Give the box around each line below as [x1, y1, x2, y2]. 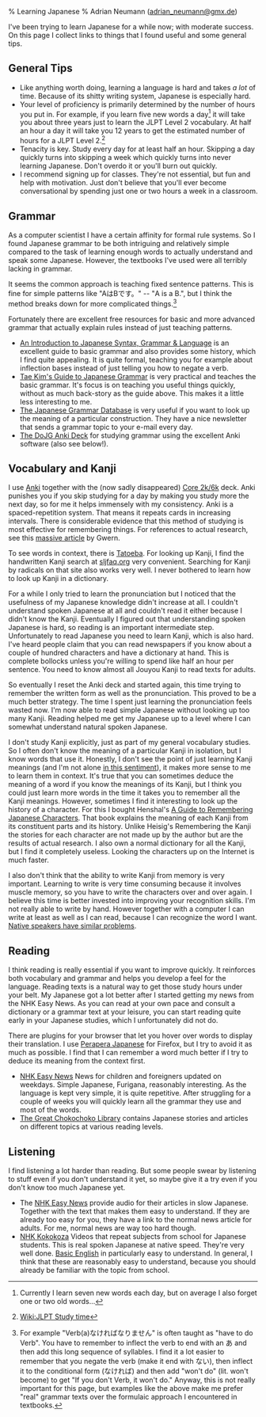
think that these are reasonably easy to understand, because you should [19, 1257, 256, 1267]
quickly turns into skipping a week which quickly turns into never [19, 153, 232, 162]
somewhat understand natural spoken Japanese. [8, 722, 168, 731]
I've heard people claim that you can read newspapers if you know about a [8, 640, 252, 649]
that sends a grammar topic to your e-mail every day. [19, 422, 193, 431]
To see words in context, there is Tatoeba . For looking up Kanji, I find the [8, 549, 245, 558]
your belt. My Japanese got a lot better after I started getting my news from [8, 990, 255, 1000]
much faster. [8, 855, 50, 865]
